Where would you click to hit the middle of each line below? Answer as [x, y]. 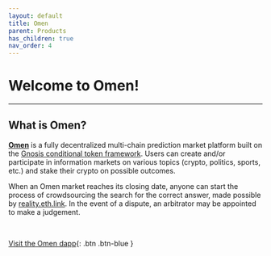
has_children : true [41, 38]
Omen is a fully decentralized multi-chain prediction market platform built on [135, 145]
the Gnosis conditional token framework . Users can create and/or [117, 153]
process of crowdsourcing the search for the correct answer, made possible [135, 195]
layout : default [35, 16]
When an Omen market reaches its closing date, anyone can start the [123, 186]
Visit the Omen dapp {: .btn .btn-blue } [71, 243]
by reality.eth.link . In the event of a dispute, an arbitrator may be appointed [132, 204]
